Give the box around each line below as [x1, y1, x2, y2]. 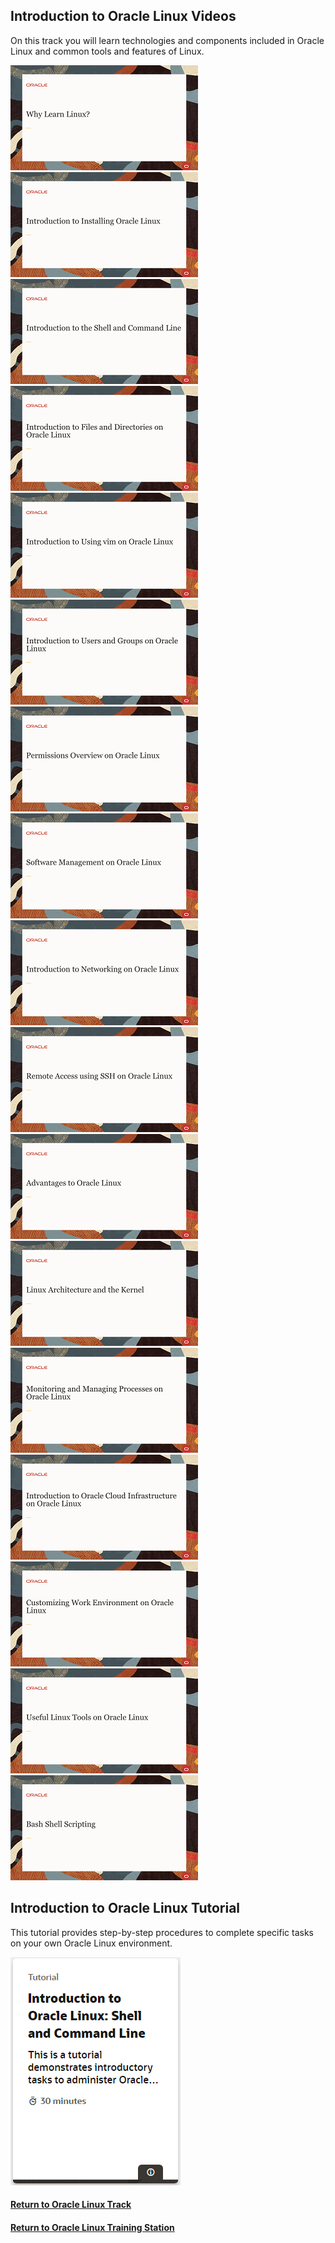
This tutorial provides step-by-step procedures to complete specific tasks [10, 1926, 314, 1938]
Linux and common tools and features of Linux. [10, 45, 205, 57]
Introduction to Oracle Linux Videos [10, 8, 237, 25]
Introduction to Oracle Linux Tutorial [10, 1900, 241, 1917]
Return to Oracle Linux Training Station [10, 2221, 175, 2233]
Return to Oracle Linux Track [10, 2199, 132, 2211]
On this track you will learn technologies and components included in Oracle [10, 34, 325, 46]
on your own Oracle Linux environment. [10, 1937, 173, 1949]
